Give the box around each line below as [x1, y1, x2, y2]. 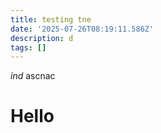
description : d [10, 33, 74, 43]
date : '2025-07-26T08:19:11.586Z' [10, 24, 155, 34]
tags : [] [10, 42, 47, 53]
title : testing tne [10, 14, 92, 25]
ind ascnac [10, 70, 56, 82]
